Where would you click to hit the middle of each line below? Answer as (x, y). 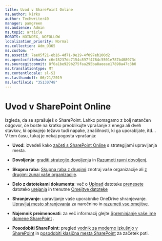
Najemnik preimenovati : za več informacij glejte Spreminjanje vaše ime (84, 213)
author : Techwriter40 (27, 19)
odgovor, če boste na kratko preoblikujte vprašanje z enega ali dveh (73, 125)
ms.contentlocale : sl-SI (30, 73)
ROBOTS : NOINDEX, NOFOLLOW (32, 37)
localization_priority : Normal (37, 42)
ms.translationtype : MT (29, 69)
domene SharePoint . (33, 219)
